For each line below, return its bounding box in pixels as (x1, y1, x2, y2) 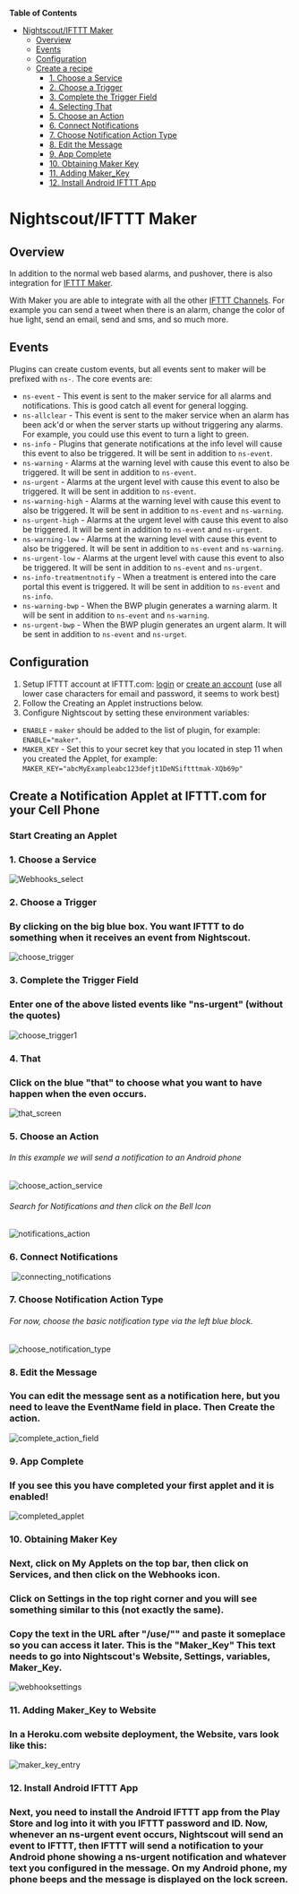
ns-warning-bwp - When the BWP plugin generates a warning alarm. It (21, 600, 278, 610)
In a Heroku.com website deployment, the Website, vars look (9, 1727, 279, 1740)
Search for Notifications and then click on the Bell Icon (9, 1200, 212, 1211)
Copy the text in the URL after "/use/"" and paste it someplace (9, 1627, 286, 1639)
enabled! (9, 1490, 49, 1502)
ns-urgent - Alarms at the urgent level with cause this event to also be (21, 476, 280, 487)
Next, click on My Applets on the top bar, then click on (9, 1557, 249, 1570)
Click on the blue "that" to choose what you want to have (9, 1076, 262, 1088)
